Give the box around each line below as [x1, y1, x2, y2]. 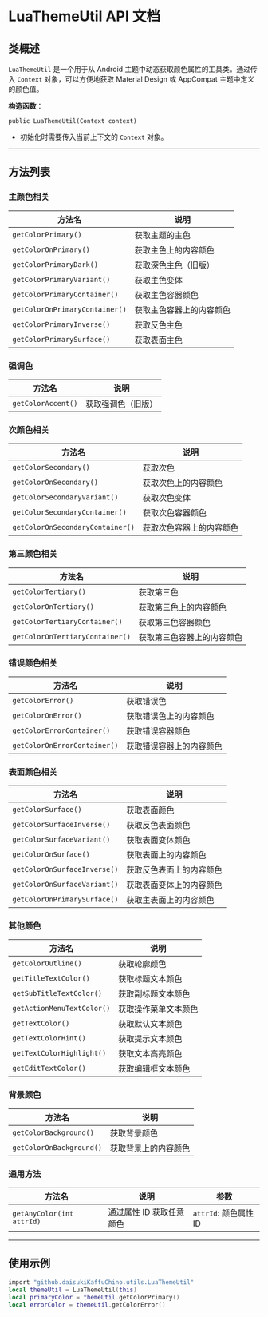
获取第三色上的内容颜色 [138, 601, 227, 612]
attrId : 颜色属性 [192, 1208, 254, 1219]
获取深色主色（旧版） [134, 259, 215, 270]
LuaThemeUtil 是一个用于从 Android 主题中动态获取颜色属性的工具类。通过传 [8, 65, 258, 74]
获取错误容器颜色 [126, 725, 191, 736]
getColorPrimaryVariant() [12, 275, 111, 284]
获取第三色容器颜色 [138, 616, 211, 627]
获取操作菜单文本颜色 [118, 1004, 199, 1015]
